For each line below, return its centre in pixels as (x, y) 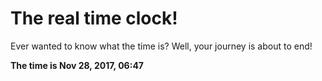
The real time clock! (94, 18)
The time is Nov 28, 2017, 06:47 (77, 65)
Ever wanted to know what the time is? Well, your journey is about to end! (161, 46)
